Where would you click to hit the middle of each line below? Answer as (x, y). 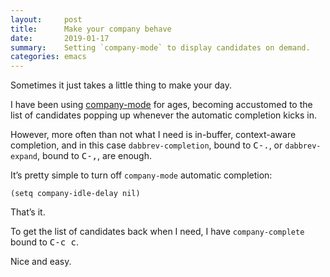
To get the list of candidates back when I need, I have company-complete (157, 232)
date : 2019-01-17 (60, 38)
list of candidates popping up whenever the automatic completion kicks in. (164, 115)
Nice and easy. (41, 262)
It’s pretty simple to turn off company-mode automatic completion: (141, 175)
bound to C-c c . (45, 242)
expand (24, 157)
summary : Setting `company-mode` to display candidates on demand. (160, 47)
